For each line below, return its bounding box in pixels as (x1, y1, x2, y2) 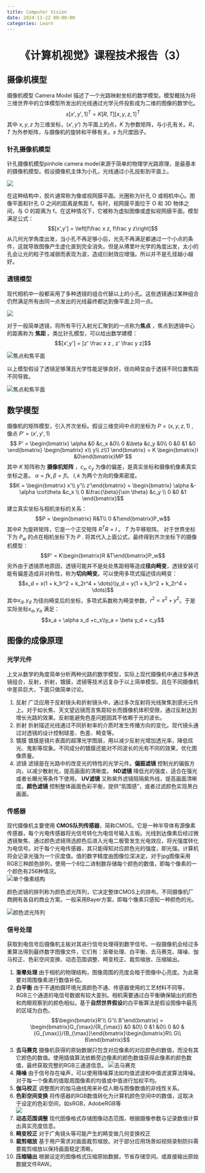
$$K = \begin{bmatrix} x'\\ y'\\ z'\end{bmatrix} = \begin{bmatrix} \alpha (9, 482, 189, 489)
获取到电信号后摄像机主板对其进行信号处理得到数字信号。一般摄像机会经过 (7, 941, 193, 948)
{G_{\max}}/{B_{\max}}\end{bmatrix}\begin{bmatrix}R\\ (33, 1030, 173, 1037)
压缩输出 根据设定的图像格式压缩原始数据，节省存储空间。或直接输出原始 (15, 1153, 199, 1160)
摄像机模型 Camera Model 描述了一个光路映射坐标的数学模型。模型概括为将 (7, 92, 196, 99)
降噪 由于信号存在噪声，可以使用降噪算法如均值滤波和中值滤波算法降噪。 (15, 1069, 199, 1077)
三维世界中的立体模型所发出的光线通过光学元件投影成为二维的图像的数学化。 (7, 99, 199, 107)
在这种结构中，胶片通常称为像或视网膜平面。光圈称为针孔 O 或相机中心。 (7, 192, 190, 199)
